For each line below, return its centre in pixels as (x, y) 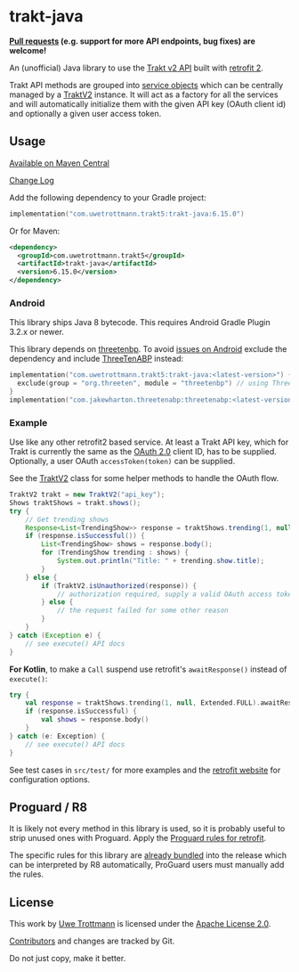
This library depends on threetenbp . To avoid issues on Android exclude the (148, 349)
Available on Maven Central (59, 163)
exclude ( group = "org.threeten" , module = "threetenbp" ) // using (143, 384)
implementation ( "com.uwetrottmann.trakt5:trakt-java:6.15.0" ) (127, 214)
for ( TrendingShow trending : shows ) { (115, 553)
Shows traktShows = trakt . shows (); (75, 502)
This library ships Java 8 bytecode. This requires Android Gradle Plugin (140, 323)
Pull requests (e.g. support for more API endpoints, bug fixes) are (133, 41)
